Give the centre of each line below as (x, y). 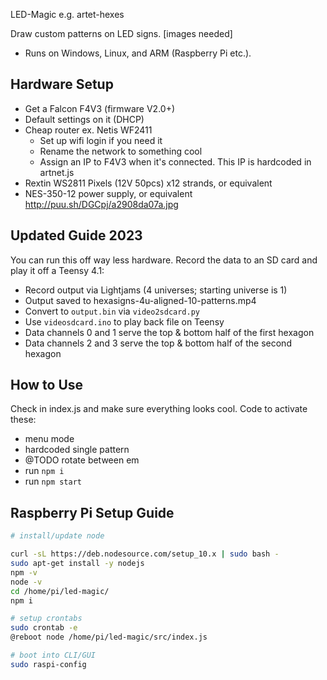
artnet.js (57, 172)
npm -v (24, 572)
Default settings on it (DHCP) (84, 119)
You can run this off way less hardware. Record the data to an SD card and (164, 260)
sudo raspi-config (48, 664)
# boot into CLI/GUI (53, 655)
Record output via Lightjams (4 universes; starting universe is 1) (156, 290)
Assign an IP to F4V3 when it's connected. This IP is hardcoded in (175, 161)
